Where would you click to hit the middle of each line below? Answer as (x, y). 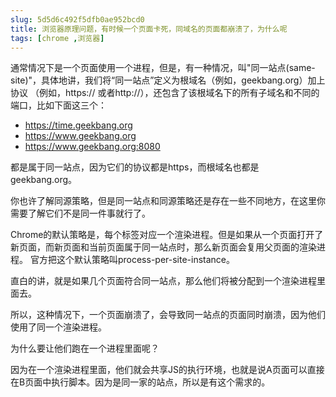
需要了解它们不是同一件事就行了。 (80, 213)
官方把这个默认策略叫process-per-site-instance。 (132, 260)
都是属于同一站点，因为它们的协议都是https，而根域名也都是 (135, 167)
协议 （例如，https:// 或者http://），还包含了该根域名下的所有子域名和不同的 (165, 93)
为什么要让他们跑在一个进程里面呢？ (85, 348)
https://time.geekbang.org (78, 125)
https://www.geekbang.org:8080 (92, 147)
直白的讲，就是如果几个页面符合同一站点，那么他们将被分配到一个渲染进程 (163, 281)
